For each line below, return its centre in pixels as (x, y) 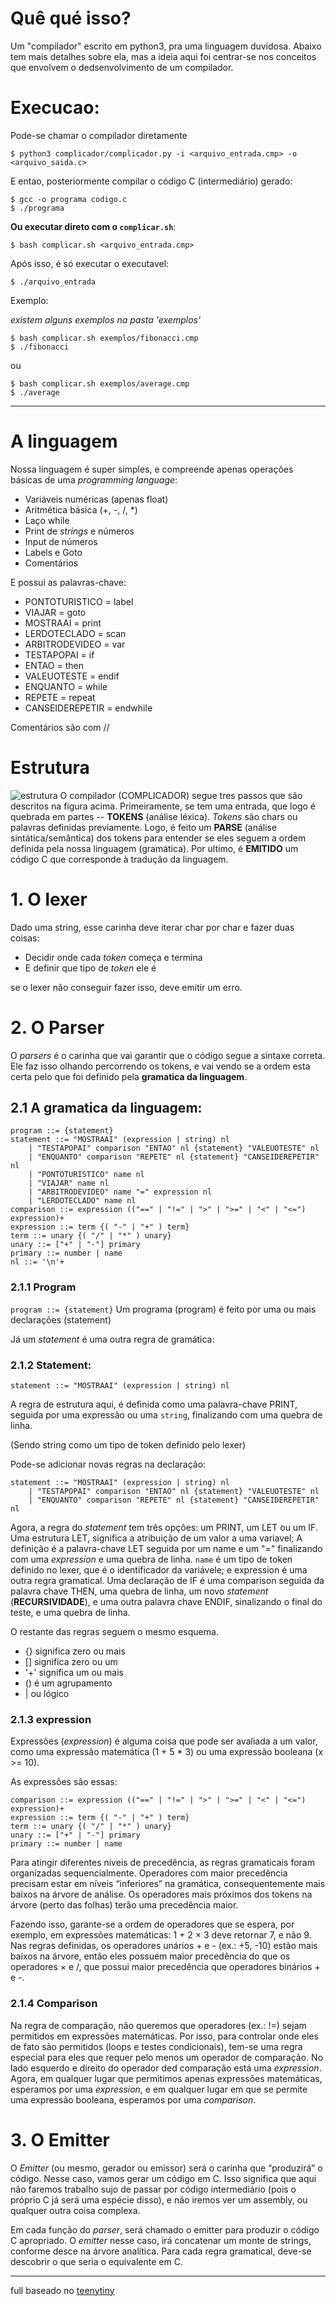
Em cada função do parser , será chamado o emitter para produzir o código (165, 2229)
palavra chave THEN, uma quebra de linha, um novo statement (139, 1591)
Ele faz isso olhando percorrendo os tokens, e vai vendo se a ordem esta (160, 1066)
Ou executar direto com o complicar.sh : (93, 226)
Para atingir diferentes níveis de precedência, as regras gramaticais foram (162, 1863)
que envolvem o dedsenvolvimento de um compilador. (122, 67)
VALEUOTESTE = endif (72, 676)
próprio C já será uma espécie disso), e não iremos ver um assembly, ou (159, 2199)
